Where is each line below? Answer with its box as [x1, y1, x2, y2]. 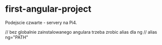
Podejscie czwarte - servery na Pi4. [5, 20, 77, 25]
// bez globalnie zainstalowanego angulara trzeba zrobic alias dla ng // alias [5, 29, 158, 35]
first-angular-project [5, 3, 92, 15]
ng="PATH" [5, 34, 28, 40]
